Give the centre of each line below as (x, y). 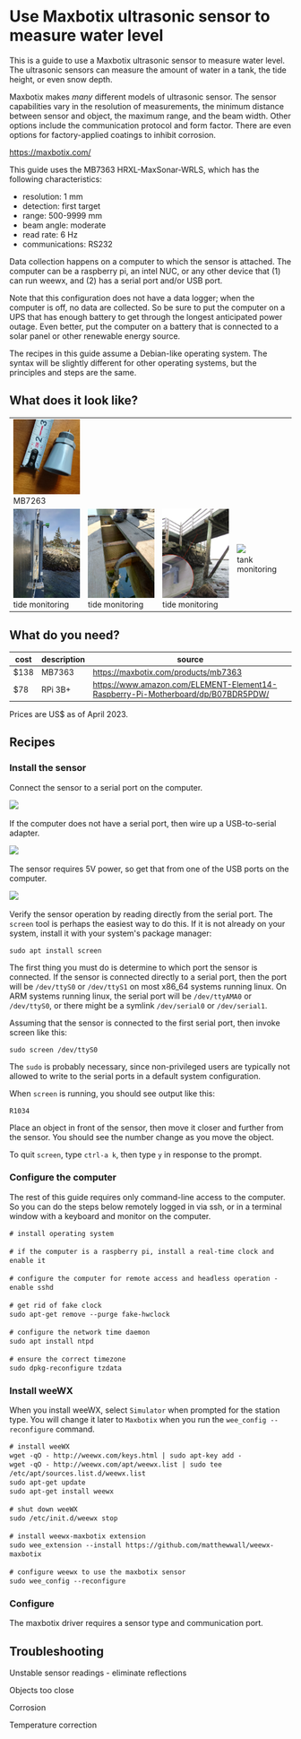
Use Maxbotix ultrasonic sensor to (140, 17)
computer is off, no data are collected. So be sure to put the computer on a (147, 307)
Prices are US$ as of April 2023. (69, 714)
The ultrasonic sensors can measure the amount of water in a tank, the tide (148, 70)
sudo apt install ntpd (52, 1341)
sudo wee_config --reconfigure (68, 1581)
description (64, 659)
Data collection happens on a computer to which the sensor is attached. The (150, 261)
